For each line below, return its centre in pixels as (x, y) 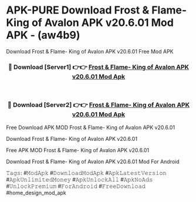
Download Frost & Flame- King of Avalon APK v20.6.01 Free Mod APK (90, 51)
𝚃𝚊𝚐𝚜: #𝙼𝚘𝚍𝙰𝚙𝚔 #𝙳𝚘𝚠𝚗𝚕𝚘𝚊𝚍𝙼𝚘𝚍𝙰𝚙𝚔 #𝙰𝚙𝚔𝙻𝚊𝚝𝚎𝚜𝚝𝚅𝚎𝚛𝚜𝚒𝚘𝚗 (87, 173)
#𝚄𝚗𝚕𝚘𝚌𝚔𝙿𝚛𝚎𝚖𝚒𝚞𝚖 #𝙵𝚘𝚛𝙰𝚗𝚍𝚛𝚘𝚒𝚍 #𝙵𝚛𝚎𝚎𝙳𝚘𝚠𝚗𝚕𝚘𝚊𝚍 (76, 186)
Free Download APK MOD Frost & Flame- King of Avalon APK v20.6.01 (90, 127)
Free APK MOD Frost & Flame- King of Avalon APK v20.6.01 (78, 150)
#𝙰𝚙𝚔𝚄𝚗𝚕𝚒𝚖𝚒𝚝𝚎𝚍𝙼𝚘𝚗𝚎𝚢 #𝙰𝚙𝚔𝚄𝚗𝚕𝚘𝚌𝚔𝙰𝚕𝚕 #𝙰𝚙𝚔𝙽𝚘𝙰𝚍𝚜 (80, 179)
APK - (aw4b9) (43, 35)
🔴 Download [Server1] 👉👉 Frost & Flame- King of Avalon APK (99, 67)
